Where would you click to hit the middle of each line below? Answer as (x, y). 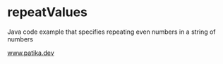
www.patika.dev (31, 53)
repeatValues (48, 12)
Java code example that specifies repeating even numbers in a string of (112, 32)
